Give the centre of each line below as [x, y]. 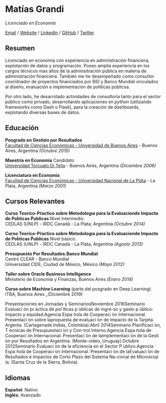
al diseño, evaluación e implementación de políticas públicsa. [68, 87]
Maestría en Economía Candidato [40, 160]
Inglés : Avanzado [23, 395]
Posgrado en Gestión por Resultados [44, 140]
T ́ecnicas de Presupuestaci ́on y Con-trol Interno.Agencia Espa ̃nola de [78, 330]
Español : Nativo [22, 390]
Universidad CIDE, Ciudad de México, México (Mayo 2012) [65, 265]
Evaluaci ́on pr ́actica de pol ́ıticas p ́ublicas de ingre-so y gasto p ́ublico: [79, 309]
